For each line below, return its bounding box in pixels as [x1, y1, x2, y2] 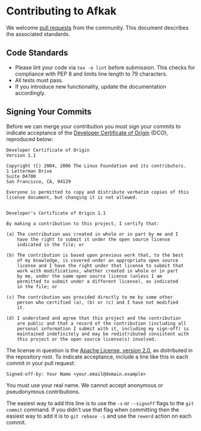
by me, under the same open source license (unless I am [17, 273, 163, 279]
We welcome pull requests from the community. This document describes [6, 24, 189, 31]
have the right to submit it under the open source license [17, 236, 170, 243]
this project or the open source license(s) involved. [17, 336, 157, 342]
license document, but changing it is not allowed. [6, 194, 138, 200]
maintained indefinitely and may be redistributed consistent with [17, 331, 189, 337]
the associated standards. [6, 30, 70, 37]
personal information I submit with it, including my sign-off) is [17, 325, 189, 331]
